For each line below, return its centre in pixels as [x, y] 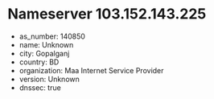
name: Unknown [46, 44]
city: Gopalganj [44, 53]
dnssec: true [40, 87]
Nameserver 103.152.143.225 [107, 14]
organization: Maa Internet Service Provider [91, 70]
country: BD [39, 62]
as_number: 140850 [52, 36]
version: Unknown [49, 79]
